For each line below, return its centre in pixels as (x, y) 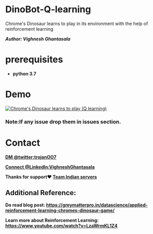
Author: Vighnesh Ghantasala (38, 39)
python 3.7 (24, 74)
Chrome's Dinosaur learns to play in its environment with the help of (77, 24)
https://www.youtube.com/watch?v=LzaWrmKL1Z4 (61, 226)
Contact (23, 143)
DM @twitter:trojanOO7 (31, 157)
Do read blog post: (25, 205)
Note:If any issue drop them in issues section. (63, 122)
